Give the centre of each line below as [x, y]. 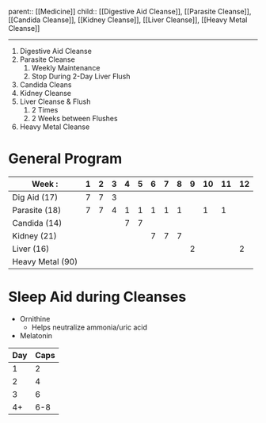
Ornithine [35, 318]
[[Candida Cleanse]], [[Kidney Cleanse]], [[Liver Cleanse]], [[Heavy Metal [128, 20]
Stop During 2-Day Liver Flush [81, 76]
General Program [65, 159]
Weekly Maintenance [66, 68]
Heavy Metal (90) [45, 261]
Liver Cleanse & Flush [55, 101]
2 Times [45, 110]
